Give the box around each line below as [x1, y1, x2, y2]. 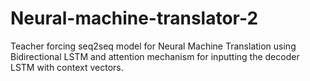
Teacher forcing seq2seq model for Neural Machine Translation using [10, 40, 297, 52]
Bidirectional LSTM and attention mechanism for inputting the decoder [10, 50, 300, 62]
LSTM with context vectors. [10, 61, 124, 73]
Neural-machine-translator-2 [10, 7, 259, 30]
